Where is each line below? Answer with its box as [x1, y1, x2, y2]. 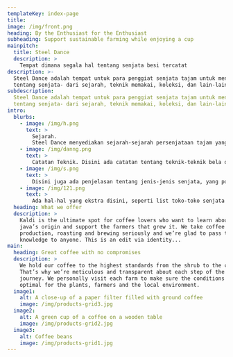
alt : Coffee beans [19, 333, 73, 340]
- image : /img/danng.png [19, 146, 92, 153]
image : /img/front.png [7, 23, 73, 30]
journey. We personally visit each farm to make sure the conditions [19, 275, 225, 282]
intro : [7, 107, 26, 114]
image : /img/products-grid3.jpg [19, 301, 113, 308]
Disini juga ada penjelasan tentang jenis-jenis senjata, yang [32, 178, 218, 185]
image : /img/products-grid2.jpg [19, 320, 113, 327]
